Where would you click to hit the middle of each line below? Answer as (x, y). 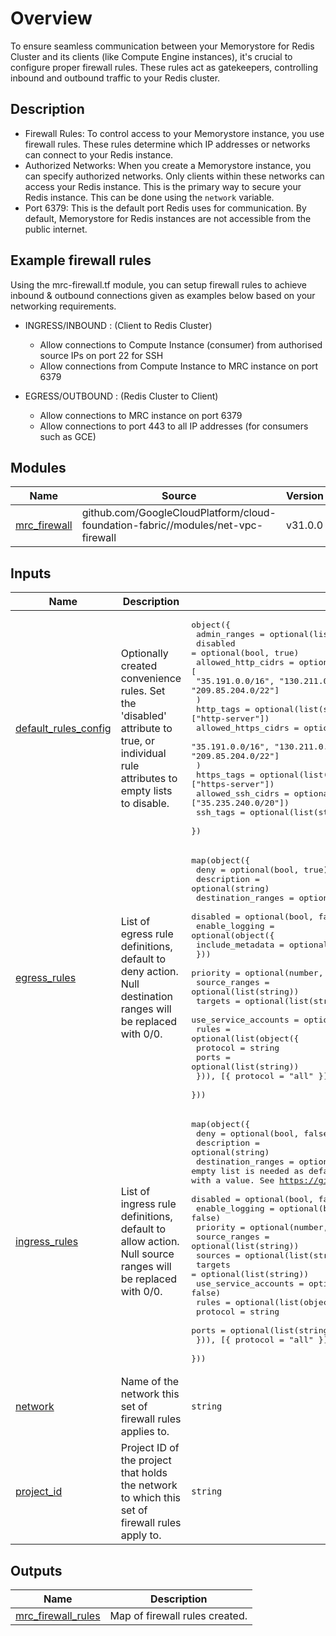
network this (150, 1394)
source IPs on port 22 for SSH (101, 355)
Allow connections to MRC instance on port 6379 (141, 415)
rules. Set (143, 690)
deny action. (149, 972)
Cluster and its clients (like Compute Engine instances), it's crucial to (151, 56)
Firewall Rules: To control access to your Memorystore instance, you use (174, 133)
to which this (150, 1498)
